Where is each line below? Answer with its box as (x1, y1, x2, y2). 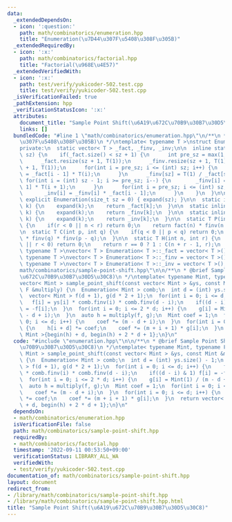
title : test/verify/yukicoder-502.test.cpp (19, 87, 147, 94)
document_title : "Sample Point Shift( (19, 119, 131, 126)
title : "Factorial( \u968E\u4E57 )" (19, 61, 119, 68)
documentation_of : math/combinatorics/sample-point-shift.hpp (7, 472, 190, 479)
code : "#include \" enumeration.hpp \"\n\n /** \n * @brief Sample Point (13, 338, 217, 345)
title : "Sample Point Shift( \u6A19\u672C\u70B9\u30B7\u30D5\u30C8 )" (7, 505, 209, 512)
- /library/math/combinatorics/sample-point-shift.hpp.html (7, 498, 184, 505)
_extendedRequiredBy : (13, 42, 76, 49)
